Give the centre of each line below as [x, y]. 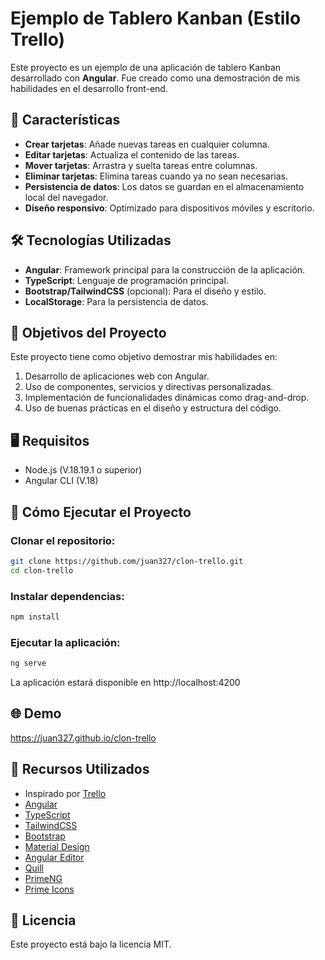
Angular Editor [54, 857]
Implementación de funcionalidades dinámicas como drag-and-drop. [167, 398]
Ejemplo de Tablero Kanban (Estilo [156, 18]
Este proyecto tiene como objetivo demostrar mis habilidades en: [144, 357]
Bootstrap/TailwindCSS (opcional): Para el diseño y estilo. [145, 291]
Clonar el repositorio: [63, 540]
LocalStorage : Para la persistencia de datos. [116, 301]
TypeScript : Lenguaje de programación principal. [126, 280]
